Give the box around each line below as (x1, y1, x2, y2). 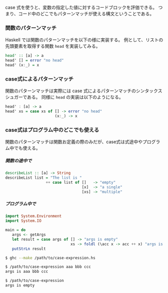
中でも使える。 (9, 145, 41, 151)
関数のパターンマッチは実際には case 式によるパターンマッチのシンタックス (5, 88, 162, 94)
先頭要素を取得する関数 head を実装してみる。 (5, 43, 101, 49)
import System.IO (5, 218, 42, 224)
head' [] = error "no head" (5, 58, 64, 63)
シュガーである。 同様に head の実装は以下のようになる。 (5, 94, 124, 100)
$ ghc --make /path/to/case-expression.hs (5, 255, 96, 260)
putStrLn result (12, 246, 46, 251)
